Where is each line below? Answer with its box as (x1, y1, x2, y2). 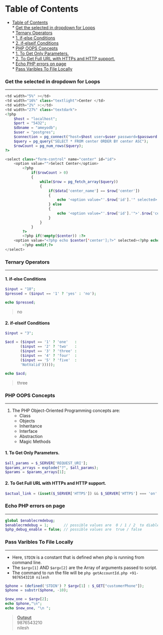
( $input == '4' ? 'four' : (20, 353, 77, 358)
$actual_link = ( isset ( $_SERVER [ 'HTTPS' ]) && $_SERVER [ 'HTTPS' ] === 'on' (5, 491, 158, 496)
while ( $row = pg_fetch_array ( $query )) (39, 179, 118, 184)
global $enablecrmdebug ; (5, 518, 55, 523)
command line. (12, 559, 42, 565)
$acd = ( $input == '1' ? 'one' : (5, 339, 77, 345)
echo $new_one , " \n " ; (5, 606, 51, 611)
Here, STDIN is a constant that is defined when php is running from (12, 554, 145, 560)
